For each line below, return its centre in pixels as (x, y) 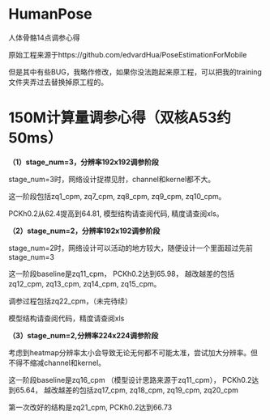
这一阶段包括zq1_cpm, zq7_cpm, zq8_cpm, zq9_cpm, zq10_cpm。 (117, 196)
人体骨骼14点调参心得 (44, 37)
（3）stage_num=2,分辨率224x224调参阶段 (84, 335)
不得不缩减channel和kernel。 (57, 363)
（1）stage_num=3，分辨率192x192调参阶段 (84, 162)
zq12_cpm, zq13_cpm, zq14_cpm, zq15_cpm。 (85, 283)
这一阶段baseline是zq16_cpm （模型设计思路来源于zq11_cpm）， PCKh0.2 (130, 380)
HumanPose (51, 14)
